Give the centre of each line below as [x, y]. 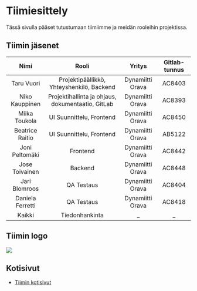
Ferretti [26, 206]
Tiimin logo [27, 236]
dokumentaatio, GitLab [82, 104]
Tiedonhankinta [82, 215]
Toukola [26, 121]
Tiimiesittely [37, 11]
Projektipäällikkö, [82, 80]
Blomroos [26, 189]
